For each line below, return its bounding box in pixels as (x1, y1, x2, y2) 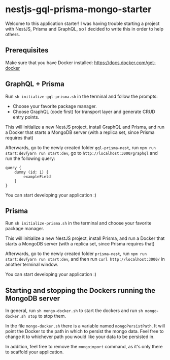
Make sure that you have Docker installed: (5, 60, 93, 66)
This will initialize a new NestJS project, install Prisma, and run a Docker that (5, 235, 165, 241)
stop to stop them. (27, 313, 66, 319)
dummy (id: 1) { (14, 170, 49, 175)
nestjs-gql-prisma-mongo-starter (5, 4, 152, 15)
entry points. (12, 114, 40, 120)
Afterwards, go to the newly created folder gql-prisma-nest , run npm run (5, 144, 156, 151)
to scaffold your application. (5, 349, 64, 355)
